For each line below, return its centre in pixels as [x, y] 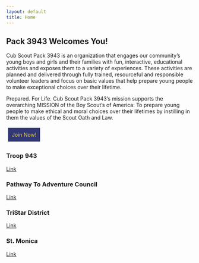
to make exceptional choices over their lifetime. [64, 87]
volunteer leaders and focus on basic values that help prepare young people [99, 81]
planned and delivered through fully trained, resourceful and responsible [95, 74]
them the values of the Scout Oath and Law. [60, 118]
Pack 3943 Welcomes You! [57, 41]
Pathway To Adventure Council [52, 184]
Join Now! [24, 135]
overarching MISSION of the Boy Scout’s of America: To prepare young [93, 105]
